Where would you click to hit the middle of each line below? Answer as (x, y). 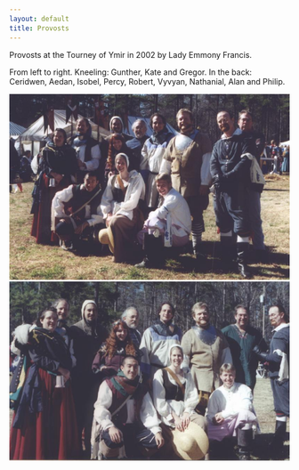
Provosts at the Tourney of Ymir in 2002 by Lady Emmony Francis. (130, 54)
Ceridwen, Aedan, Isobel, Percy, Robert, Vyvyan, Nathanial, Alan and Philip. (147, 81)
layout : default (39, 19)
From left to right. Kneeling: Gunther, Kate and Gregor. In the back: (130, 72)
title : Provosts (39, 28)
